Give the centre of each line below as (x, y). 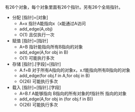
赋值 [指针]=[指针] (30, 41)
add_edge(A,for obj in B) (44, 52)
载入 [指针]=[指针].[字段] (36, 87)
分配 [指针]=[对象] (30, 17)
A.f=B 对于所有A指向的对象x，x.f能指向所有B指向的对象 (75, 70)
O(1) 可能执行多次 (37, 58)
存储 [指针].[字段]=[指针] (36, 64)
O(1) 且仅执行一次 (37, 35)
